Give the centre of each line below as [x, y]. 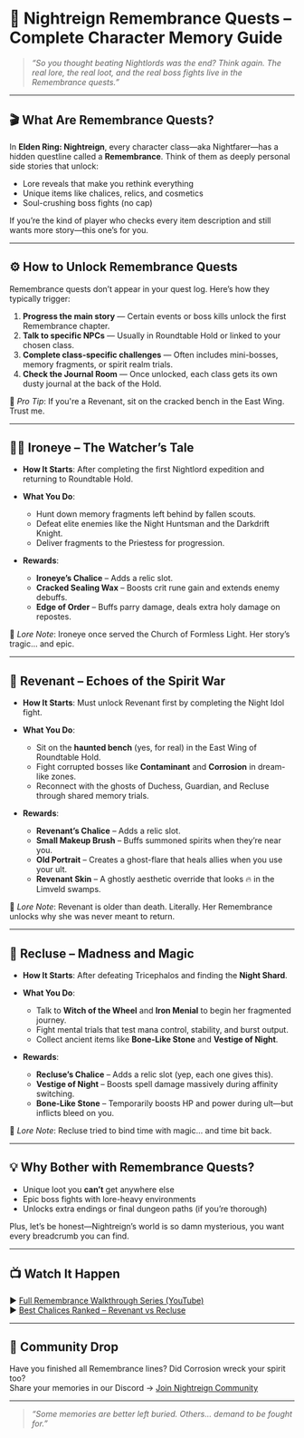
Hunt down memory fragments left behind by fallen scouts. [146, 514]
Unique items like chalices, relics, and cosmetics [113, 193]
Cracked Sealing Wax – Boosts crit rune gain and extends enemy [158, 588]
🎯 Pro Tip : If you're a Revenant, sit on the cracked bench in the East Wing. [147, 401]
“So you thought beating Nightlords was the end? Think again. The [157, 63]
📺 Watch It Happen [65, 1274]
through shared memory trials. [92, 796]
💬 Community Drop [64, 1347]
